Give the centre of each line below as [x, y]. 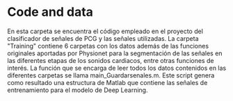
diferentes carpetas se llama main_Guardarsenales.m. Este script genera [111, 75]
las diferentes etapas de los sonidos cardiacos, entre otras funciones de [111, 60]
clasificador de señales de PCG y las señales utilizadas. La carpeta [103, 38]
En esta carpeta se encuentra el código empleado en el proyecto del [105, 31]
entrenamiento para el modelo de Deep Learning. [78, 90]
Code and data [50, 12]
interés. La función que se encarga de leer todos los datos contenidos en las [117, 68]
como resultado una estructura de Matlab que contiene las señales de [107, 82]
